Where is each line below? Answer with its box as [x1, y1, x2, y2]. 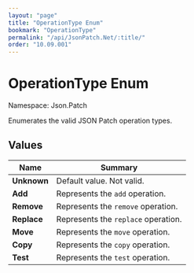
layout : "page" [8, 11, 58, 20]
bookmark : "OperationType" [8, 26, 97, 34]
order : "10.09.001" [8, 41, 72, 49]
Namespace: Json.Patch [8, 101, 88, 110]
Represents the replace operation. [56, 213, 182, 224]
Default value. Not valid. [56, 175, 145, 186]
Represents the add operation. [56, 188, 167, 199]
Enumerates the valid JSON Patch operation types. [8, 116, 173, 126]
